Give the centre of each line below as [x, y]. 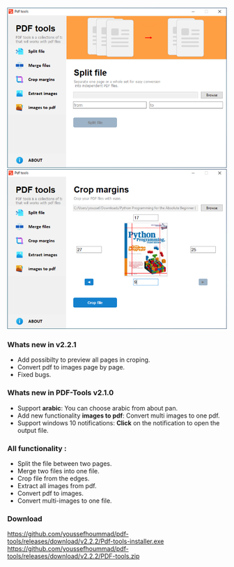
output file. [33, 430]
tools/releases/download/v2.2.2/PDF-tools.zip [73, 557]
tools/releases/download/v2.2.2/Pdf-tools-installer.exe [86, 541]
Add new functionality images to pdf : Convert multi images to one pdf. [119, 415]
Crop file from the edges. [53, 478]
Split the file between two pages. [64, 464]
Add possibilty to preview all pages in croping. [84, 360]
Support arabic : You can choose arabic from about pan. [97, 408]
